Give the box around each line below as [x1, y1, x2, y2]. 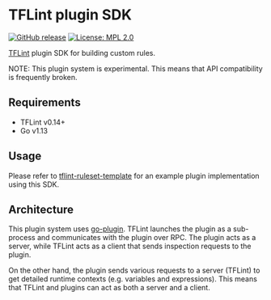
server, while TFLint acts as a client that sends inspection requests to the [8, 241, 252, 251]
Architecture [8, 202, 74, 216]
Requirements [8, 95, 81, 110]
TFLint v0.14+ [19, 117, 66, 127]
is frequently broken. [8, 72, 78, 82]
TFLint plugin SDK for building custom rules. [8, 48, 156, 57]
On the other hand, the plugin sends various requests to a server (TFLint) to [8, 265, 260, 276]
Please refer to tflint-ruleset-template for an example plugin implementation [8, 171, 260, 180]
